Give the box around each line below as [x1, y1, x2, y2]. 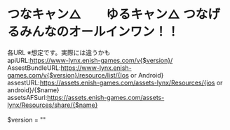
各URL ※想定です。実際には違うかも [7, 48, 111, 57]
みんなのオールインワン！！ [20, 24, 180, 40]
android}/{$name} [7, 85, 60, 94]
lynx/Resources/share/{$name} [7, 101, 98, 109]
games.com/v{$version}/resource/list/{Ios [7, 71, 130, 79]
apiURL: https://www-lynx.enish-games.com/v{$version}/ [7, 56, 173, 64]
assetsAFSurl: [7, 93, 48, 101]
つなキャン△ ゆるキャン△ [7, 6, 181, 22]
